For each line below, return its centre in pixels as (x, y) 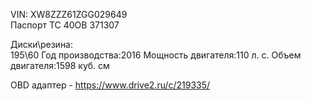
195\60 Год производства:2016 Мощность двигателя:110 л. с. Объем (156, 55)
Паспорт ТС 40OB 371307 (65, 25)
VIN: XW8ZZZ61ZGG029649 (69, 14)
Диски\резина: (42, 44)
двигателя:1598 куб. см (60, 65)
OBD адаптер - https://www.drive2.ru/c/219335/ (110, 85)
